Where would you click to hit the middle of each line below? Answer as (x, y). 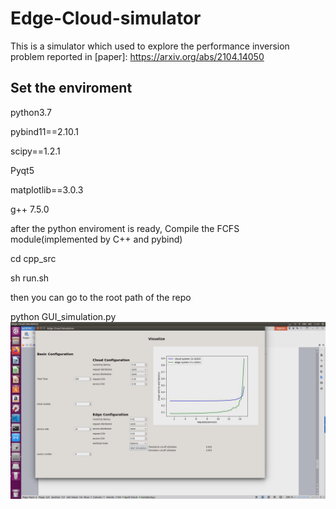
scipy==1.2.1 (35, 151)
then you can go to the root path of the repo (101, 297)
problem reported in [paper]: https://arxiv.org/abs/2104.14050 (137, 56)
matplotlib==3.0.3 (47, 189)
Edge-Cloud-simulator (106, 18)
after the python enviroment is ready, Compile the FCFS (125, 228)
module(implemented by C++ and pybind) (96, 239)
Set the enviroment (71, 88)
